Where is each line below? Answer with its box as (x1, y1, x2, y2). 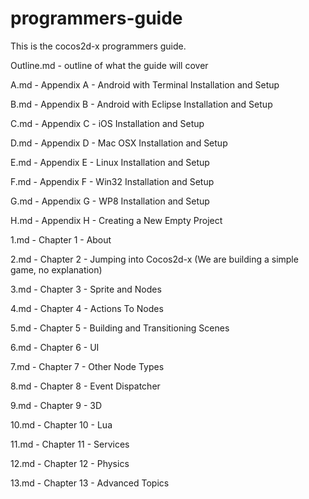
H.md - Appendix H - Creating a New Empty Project (10, 214, 223, 226)
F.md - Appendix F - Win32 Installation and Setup (10, 175, 215, 187)
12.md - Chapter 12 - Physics (10, 457, 130, 469)
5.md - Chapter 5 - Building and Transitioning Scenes (10, 322, 230, 334)
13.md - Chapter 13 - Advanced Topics (10, 477, 170, 489)
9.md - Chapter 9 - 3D (10, 399, 103, 411)
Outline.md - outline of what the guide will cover (10, 59, 209, 71)
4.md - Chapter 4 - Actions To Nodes (10, 302, 164, 314)
